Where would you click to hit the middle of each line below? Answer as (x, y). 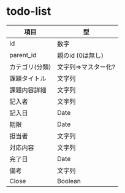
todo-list (29, 11)
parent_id (23, 55)
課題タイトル (28, 78)
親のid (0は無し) (81, 55)
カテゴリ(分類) (30, 67)
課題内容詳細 (28, 90)
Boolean (69, 181)
